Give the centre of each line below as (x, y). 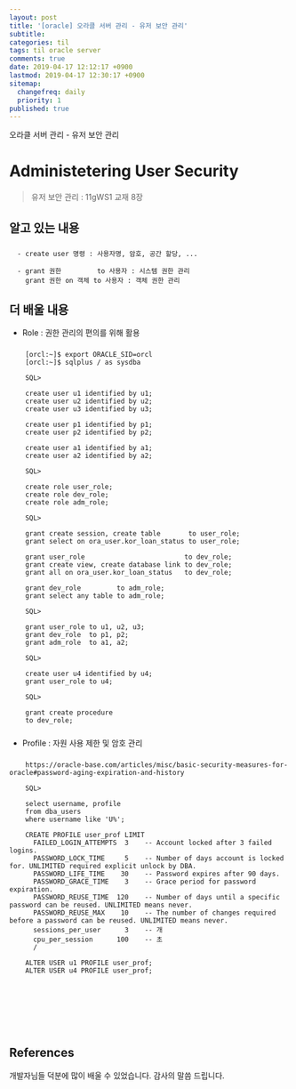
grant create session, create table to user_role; (133, 534)
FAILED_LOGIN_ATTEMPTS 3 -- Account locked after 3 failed (152, 843)
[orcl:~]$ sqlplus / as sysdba (83, 363)
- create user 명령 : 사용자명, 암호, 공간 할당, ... (108, 254)
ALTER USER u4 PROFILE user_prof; (89, 971)
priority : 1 (40, 100)
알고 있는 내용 (44, 228)
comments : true (37, 59)
